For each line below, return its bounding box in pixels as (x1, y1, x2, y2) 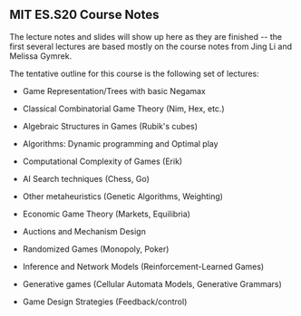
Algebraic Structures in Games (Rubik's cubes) (22, 120, 198, 131)
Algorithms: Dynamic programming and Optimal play (22, 138, 219, 148)
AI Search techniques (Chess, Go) (22, 173, 150, 184)
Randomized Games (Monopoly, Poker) (22, 244, 170, 254)
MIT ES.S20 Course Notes (9, 7, 160, 23)
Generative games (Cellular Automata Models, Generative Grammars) (22, 278, 283, 289)
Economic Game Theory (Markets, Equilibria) (22, 208, 190, 219)
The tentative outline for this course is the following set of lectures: (9, 68, 260, 79)
